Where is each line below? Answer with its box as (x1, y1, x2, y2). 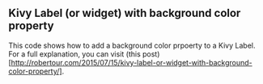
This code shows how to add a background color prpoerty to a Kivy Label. (8, 40, 256, 50)
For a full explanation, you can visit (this (8, 48, 142, 59)
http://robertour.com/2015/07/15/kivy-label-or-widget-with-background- (11, 57, 252, 67)
